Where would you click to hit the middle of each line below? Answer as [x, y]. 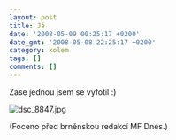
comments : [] [33, 67]
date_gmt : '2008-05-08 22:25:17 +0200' [83, 42]
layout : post [33, 17]
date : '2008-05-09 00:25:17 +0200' [75, 34]
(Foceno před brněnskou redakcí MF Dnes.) [88, 126]
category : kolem [39, 51]
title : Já [27, 26]
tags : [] [25, 58]
